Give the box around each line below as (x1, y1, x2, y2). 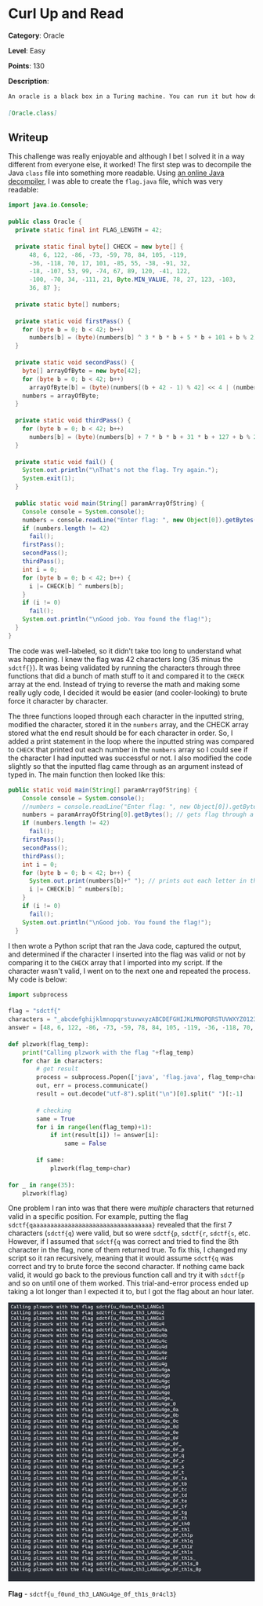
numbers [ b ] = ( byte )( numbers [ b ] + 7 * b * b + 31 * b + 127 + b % (28, 433, 250, 441)
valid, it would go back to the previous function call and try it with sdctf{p (8, 1270, 245, 1280)
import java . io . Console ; (8, 201, 89, 209)
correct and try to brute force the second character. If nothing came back (8, 1262, 245, 1271)
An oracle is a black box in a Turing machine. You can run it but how (8, 92, 247, 101)
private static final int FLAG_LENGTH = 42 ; (15, 226, 163, 234)
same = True (36, 1114, 76, 1123)
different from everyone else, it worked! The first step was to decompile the (8, 160, 252, 170)
